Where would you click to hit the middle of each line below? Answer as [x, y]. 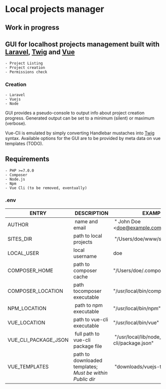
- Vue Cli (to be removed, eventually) [46, 188]
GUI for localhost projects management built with [82, 44]
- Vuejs [13, 99]
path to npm [89, 305]
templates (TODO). [24, 143]
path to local [88, 236]
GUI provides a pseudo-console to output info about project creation [75, 113]
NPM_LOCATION [27, 308]
